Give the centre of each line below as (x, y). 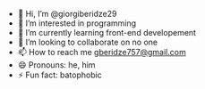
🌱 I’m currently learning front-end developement (107, 32)
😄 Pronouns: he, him (56, 65)
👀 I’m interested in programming (77, 23)
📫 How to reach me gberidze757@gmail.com (102, 52)
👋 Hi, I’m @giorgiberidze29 (67, 14)
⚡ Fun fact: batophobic (60, 75)
